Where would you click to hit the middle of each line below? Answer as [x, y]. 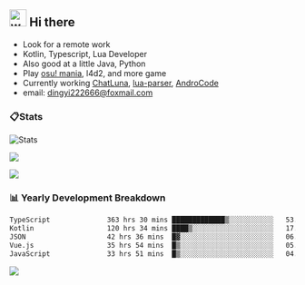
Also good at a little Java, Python [84, 64]
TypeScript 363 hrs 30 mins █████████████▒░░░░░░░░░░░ [142, 220]
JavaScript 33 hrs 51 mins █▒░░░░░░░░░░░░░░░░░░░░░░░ [142, 254]
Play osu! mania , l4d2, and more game [94, 73]
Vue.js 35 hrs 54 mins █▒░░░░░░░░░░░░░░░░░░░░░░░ [142, 246]
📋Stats [26, 116]
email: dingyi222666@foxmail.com [88, 93]
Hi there [52, 22]
